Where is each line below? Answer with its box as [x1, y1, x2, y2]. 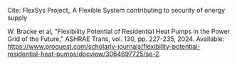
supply [7, 13, 28, 22]
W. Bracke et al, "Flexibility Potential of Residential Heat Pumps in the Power [7, 28, 230, 35]
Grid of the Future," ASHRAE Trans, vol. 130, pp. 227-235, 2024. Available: [7, 35, 225, 43]
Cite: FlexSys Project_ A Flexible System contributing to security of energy [7, 6, 226, 14]
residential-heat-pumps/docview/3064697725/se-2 [7, 49, 159, 58]
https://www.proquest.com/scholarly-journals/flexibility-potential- [7, 42, 201, 50]
